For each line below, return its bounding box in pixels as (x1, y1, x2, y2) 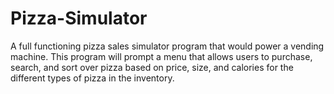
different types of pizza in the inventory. (10, 72, 175, 84)
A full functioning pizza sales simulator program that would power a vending (10, 40, 325, 52)
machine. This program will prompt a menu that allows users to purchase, (10, 50, 313, 62)
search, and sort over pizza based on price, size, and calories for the (10, 61, 294, 73)
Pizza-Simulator (10, 7, 148, 30)
